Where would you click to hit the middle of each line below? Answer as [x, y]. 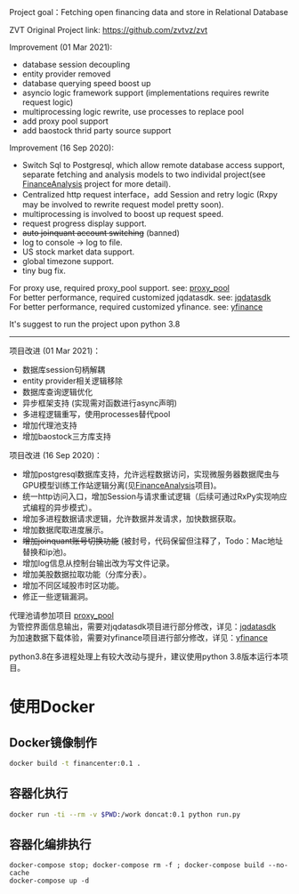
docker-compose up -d [49, 881]
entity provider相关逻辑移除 [72, 381]
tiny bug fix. [44, 270]
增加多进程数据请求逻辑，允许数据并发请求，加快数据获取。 [131, 519]
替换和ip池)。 [46, 552]
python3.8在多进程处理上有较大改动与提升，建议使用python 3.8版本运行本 [145, 656]
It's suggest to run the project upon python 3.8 [95, 324]
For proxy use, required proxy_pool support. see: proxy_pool [119, 288]
